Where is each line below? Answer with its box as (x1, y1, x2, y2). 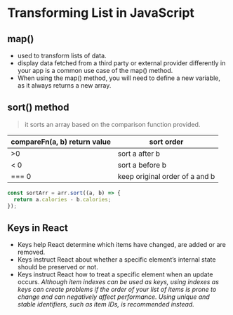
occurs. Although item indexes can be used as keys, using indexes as (17, 278, 220, 286)
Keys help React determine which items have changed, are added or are (17, 241, 227, 249)
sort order (149, 137, 184, 147)
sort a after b (117, 149, 160, 159)
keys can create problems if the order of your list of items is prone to (17, 286, 217, 294)
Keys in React (7, 222, 69, 234)
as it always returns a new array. (17, 81, 112, 89)
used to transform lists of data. (17, 51, 107, 60)
